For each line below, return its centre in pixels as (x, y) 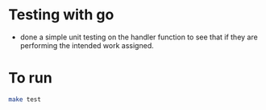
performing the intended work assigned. (87, 45)
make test (25, 99)
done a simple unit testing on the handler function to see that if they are (139, 37)
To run (30, 78)
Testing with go (61, 15)
